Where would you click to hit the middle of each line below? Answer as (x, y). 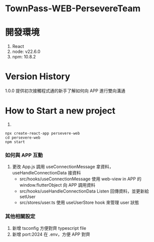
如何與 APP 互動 (24, 155)
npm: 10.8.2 (24, 57)
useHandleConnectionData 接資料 (46, 173)
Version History (38, 77)
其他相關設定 (20, 217)
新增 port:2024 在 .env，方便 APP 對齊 (51, 234)
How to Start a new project (60, 111)
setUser (27, 197)
